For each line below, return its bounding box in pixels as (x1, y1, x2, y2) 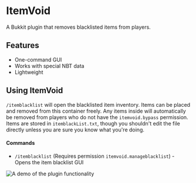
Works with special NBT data (14, 62, 85, 69)
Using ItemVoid (6, 86, 63, 96)
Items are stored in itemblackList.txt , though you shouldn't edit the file (6, 120, 180, 127)
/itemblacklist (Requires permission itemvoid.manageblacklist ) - (14, 152, 175, 160)
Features (6, 40, 39, 50)
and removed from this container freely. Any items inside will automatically (6, 107, 186, 114)
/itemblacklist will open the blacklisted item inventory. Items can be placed (6, 101, 191, 108)
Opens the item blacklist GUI (14, 158, 84, 165)
